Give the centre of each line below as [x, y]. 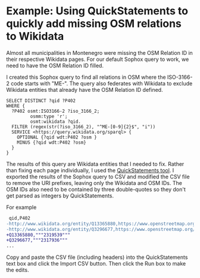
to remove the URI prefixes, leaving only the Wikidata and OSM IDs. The [94, 183]
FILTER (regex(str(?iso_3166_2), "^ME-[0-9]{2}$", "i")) [84, 126]
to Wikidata [35, 36]
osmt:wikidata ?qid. [56, 121]
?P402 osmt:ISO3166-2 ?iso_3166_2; [56, 111]
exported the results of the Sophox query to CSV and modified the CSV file [98, 177]
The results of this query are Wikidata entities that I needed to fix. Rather [95, 164]
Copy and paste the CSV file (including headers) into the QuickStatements [97, 257]
